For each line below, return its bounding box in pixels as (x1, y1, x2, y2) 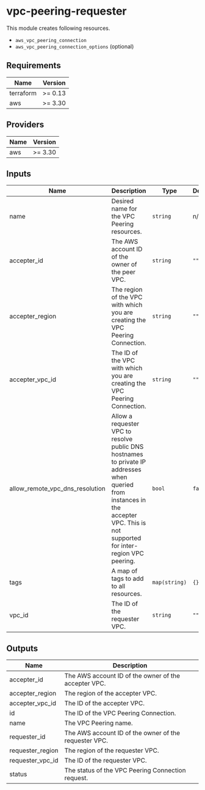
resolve (111, 435, 133, 443)
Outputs (6, 643, 38, 653)
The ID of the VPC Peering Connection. (64, 709, 176, 717)
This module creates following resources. (6, 24, 110, 32)
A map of (111, 567, 138, 575)
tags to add (111, 575, 144, 583)
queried (111, 481, 134, 489)
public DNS (111, 442, 144, 451)
